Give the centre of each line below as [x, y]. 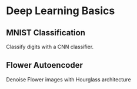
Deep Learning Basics [61, 11]
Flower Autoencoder [45, 65]
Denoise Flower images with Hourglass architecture [68, 79]
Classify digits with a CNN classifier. [50, 47]
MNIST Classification [46, 33]
